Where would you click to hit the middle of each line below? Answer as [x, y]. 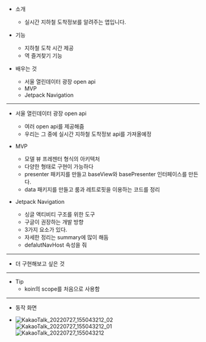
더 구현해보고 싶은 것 [40, 264]
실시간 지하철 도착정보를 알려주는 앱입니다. [75, 22]
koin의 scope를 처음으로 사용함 [62, 289]
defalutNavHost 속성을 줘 [55, 245]
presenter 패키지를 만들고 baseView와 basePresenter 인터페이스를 [105, 174]
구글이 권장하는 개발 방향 [54, 222]
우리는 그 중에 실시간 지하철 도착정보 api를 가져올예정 [88, 134]
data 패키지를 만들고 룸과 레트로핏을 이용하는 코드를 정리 [92, 189]
